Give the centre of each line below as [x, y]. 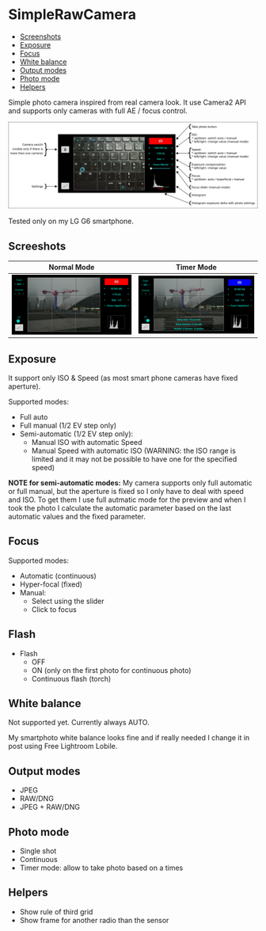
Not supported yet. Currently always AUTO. [79, 723]
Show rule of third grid [56, 911]
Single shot [38, 851]
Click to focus [54, 609]
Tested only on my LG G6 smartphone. [71, 221]
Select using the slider [68, 601]
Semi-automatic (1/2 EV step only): [76, 434]
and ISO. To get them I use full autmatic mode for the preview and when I [127, 500]
